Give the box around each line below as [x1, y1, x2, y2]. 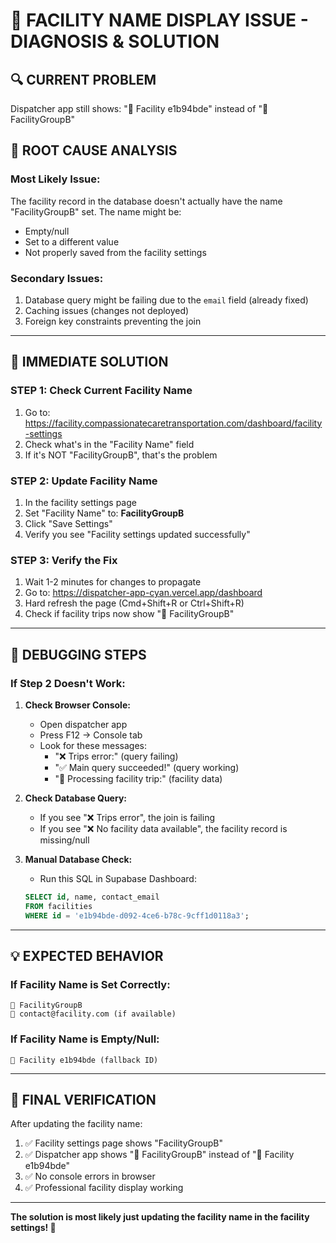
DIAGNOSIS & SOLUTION [10, 30, 220, 53]
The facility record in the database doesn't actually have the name [10, 195, 283, 207]
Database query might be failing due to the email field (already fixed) [24, 294, 309, 306]
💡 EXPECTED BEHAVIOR [10, 947, 164, 964]
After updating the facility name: [10, 1118, 143, 1130]
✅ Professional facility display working [24, 1182, 184, 1194]
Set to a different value [24, 235, 120, 248]
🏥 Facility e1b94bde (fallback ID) [10, 1055, 159, 1065]
